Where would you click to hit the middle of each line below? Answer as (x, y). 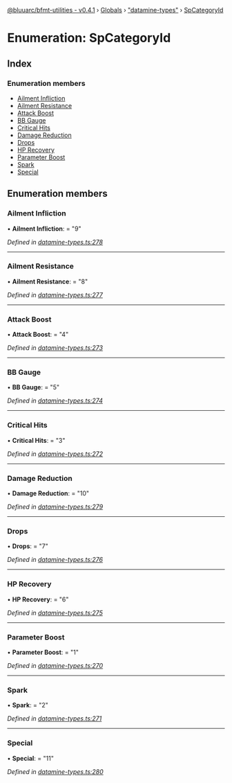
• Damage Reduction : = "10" (48, 493)
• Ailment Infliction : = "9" (44, 229)
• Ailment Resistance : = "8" (48, 281)
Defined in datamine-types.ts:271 (55, 719)
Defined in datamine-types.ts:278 (55, 242)
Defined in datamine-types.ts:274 (55, 401)
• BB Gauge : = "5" (33, 387)
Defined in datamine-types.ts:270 (55, 665)
